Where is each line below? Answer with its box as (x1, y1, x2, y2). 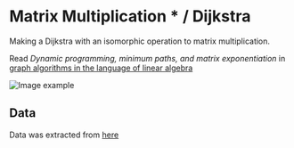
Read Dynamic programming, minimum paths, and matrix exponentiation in (9, 53, 286, 63)
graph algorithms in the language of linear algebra (9, 62, 193, 73)
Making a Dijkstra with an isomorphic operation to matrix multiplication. (9, 36, 270, 46)
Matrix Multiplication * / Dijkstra (9, 6, 251, 27)
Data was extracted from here (9, 129, 119, 140)
